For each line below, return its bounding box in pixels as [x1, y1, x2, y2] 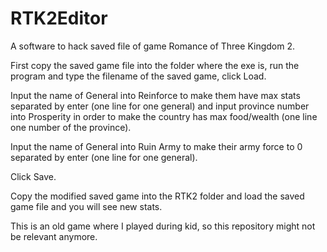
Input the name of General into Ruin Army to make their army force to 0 [10, 140, 303, 152]
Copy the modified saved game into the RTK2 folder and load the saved [10, 190, 305, 202]
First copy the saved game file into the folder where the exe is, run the [10, 59, 300, 71]
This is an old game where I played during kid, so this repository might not [10, 220, 316, 232]
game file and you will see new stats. [10, 200, 163, 212]
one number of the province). [10, 121, 132, 133]
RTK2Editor [10, 7, 108, 30]
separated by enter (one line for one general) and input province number [10, 100, 310, 112]
